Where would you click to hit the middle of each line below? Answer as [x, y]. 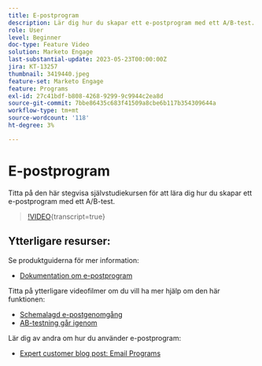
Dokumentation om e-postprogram [76, 275]
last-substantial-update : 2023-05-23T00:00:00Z [88, 60]
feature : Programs [38, 89]
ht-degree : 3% [31, 125]
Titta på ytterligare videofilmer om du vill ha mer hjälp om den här [114, 290]
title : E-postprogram [44, 15]
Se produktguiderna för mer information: [74, 260]
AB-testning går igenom [58, 323]
